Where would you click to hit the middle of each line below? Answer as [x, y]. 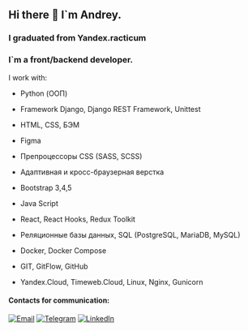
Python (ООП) [44, 93]
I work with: [28, 77]
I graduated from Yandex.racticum [77, 38]
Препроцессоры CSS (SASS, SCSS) [81, 156]
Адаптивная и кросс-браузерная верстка [92, 172]
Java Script [39, 203]
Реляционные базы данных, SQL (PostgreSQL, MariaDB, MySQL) [130, 234]
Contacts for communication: [59, 300]
